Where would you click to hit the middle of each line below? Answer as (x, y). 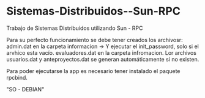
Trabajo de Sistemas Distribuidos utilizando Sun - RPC (75, 28)
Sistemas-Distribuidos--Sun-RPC (93, 11)
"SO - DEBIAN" (25, 89)
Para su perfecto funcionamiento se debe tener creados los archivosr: (95, 40)
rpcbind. (17, 77)
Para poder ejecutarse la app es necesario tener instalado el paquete (93, 71)
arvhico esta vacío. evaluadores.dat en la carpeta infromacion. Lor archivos (102, 52)
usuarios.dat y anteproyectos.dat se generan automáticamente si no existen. (103, 59)
